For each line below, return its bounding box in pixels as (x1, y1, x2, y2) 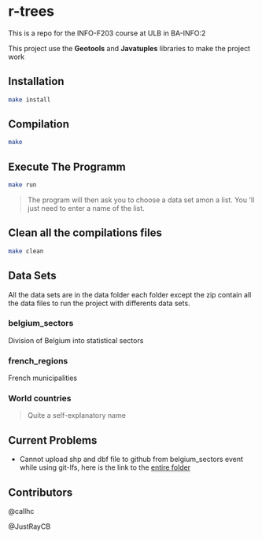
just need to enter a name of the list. (27, 204, 146, 212)
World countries (8, 393, 72, 404)
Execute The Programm (8, 160, 126, 173)
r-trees (8, 2, 55, 20)
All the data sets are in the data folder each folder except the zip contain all (8, 290, 252, 299)
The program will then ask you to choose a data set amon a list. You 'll (27, 195, 255, 205)
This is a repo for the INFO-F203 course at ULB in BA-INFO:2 (8, 28, 206, 38)
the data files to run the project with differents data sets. (8, 298, 190, 308)
